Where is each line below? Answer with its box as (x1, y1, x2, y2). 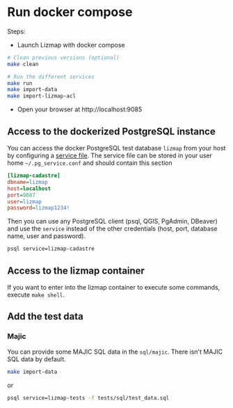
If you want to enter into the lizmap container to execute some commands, (7, 283, 220, 291)
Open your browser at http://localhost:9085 (17, 105, 143, 113)
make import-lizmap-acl (7, 93, 77, 100)
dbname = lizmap (7, 178, 49, 185)
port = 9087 (7, 191, 36, 198)
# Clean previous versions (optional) (7, 54, 120, 61)
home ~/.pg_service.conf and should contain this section (7, 159, 172, 167)
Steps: (7, 27, 26, 36)
